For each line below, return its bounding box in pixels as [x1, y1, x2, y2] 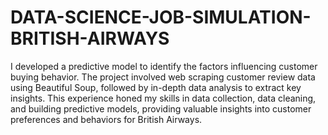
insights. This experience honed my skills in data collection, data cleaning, [10, 92, 317, 104]
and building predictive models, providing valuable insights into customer [10, 102, 312, 115]
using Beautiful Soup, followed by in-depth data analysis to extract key [10, 81, 302, 93]
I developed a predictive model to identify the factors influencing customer [10, 60, 318, 72]
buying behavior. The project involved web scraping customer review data [10, 71, 316, 83]
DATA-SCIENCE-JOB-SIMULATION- [10, 6, 312, 29]
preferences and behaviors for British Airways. [10, 113, 203, 125]
